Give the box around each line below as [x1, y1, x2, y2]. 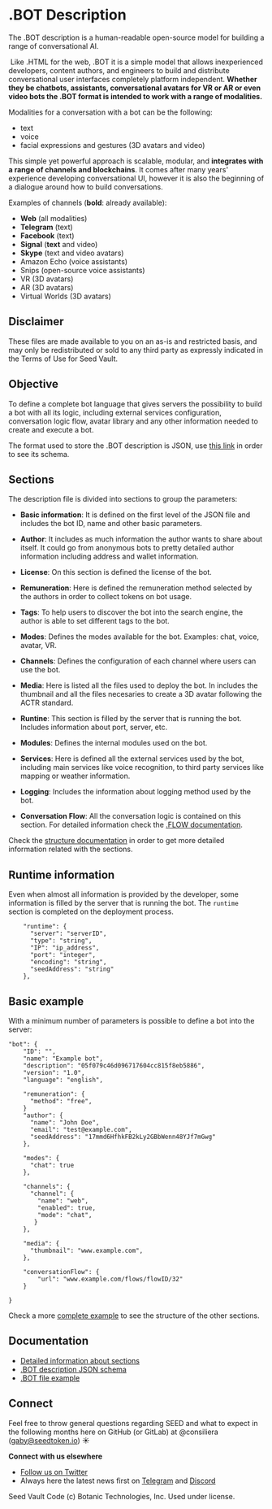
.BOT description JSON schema [19, 1364, 127, 1374]
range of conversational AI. [8, 41, 99, 50]
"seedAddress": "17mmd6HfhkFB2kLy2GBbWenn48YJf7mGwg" [29, 1133, 217, 1141]
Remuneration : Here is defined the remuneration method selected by [19, 583, 253, 593]
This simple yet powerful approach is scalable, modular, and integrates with [8, 156, 264, 166]
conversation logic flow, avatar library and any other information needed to [8, 416, 258, 426]
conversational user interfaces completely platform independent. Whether [8, 74, 257, 84]
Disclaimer [8, 315, 64, 328]
